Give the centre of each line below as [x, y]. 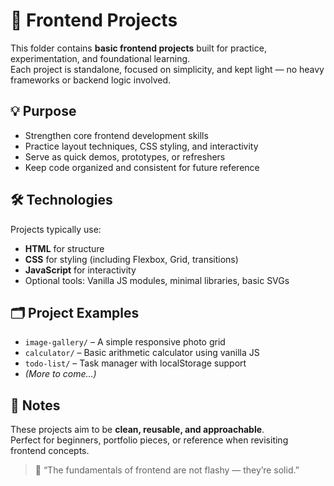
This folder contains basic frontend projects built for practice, [138, 48]
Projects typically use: [56, 229]
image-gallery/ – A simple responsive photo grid [125, 342]
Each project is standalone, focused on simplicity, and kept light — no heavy [167, 69]
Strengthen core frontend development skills [116, 135]
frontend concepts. [50, 451]
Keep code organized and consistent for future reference [142, 167]
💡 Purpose [43, 111]
